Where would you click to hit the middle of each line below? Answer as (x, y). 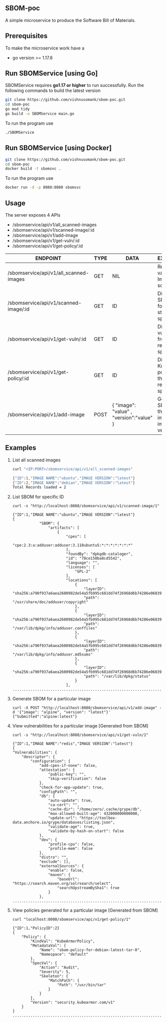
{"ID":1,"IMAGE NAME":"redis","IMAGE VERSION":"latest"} (73, 744)
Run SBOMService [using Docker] (58, 148)
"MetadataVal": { (48, 946)
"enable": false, (66, 871)
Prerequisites (26, 36)
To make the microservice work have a (45, 48)
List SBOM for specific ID (38, 497)
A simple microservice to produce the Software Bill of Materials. (70, 20)
